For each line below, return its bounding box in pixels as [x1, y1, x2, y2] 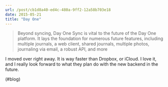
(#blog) [5, 76, 21, 82]
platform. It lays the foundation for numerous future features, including [17, 35, 163, 41]
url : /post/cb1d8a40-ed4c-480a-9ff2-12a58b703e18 [5, 7, 111, 12]
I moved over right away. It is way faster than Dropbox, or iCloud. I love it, [5, 56, 156, 62]
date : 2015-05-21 [5, 12, 42, 17]
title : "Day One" [5, 16, 42, 21]
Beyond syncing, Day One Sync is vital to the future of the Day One [17, 30, 156, 36]
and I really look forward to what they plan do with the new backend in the [5, 61, 158, 67]
